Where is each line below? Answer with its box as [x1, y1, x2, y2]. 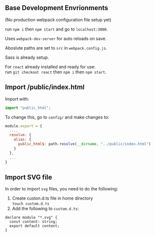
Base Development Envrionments [5, 4, 108, 12]
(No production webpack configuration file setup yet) [5, 17, 112, 22]
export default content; [9, 223, 60, 229]
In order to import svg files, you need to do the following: [5, 186, 118, 192]
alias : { [14, 137, 32, 142]
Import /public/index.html [5, 83, 85, 91]
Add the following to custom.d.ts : [12, 206, 79, 212]
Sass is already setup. [5, 54, 50, 60]
